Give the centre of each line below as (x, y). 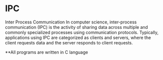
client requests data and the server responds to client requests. (69, 42)
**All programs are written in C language (47, 52)
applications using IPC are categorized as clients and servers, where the (78, 38)
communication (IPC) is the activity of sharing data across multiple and (77, 27)
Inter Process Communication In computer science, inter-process (71, 22)
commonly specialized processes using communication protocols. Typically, (82, 32)
